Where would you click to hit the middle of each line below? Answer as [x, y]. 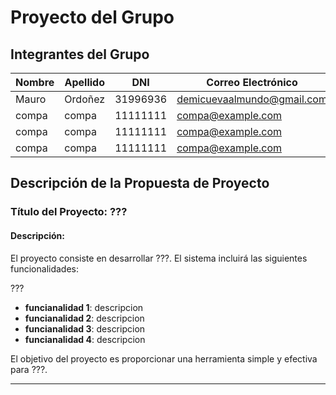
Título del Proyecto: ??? [69, 212]
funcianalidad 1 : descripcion [84, 307]
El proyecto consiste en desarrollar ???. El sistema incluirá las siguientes [159, 258]
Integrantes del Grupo [80, 54]
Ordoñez [85, 99]
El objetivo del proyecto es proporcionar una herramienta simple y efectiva [164, 358]
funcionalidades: [45, 268]
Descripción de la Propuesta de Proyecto [140, 183]
